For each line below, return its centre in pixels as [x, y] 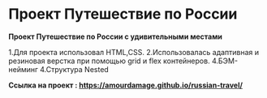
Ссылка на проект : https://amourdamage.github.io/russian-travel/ [126, 85]
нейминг [24, 69]
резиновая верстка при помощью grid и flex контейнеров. [109, 61]
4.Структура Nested [75, 69]
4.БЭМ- [224, 61]
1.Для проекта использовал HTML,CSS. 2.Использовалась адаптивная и [134, 52]
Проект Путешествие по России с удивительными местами [116, 36]
